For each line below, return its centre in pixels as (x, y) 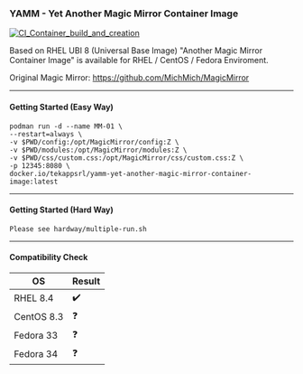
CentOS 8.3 (39, 317)
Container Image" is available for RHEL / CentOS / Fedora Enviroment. (139, 61)
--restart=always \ (46, 134)
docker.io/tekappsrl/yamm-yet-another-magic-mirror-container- (131, 173)
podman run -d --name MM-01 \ (66, 126)
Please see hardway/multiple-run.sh (78, 229)
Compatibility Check (49, 257)
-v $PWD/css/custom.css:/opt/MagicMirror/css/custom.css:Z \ (127, 158)
